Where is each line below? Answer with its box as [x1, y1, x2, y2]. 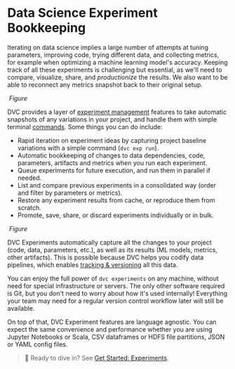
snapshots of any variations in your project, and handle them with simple [7, 115, 217, 124]
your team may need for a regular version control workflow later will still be [7, 297, 224, 305]
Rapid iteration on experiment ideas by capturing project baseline [17, 136, 207, 145]
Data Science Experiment [7, 5, 158, 21]
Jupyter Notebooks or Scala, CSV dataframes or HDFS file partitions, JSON [7, 332, 225, 341]
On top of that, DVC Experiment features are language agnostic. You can [7, 318, 217, 326]
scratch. [17, 203, 42, 212]
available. [7, 304, 35, 312]
